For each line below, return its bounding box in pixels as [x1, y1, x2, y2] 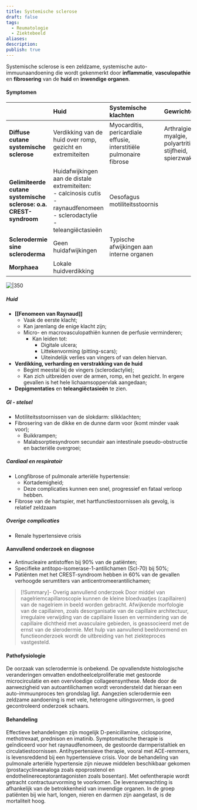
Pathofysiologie [6, 652, 46, 659]
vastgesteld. [20, 639, 51, 646]
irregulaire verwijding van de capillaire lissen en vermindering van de [20, 614, 187, 621]
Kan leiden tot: [32, 335, 67, 342]
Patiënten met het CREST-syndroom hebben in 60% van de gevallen [14, 571, 180, 578]
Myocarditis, [109, 121, 144, 129]
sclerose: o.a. [9, 200, 47, 208]
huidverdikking [53, 266, 94, 275]
